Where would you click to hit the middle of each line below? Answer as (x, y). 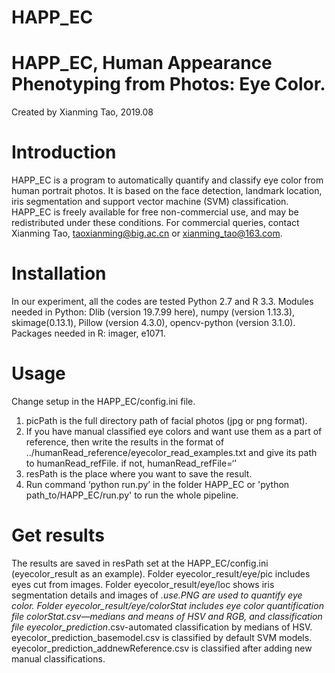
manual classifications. (58, 658)
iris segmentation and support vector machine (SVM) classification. (150, 202)
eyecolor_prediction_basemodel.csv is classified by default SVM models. (162, 637)
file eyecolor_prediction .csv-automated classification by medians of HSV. (162, 627)
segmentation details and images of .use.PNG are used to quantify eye (157, 595)
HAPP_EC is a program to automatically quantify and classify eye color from (167, 180)
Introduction (64, 152)
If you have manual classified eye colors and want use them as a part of (174, 431)
